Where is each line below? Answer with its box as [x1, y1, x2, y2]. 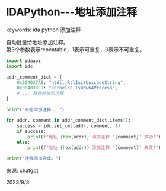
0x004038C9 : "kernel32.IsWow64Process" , [17, 85, 118, 91]
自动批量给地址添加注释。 [6, 38, 69, 46]
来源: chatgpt [6, 167, 39, 174]
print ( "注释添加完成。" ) [6, 156, 61, 161]
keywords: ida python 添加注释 [6, 26, 81, 33]
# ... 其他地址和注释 [17, 90, 64, 96]
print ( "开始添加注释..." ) [6, 107, 65, 113]
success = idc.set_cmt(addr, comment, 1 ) [17, 122, 120, 129]
